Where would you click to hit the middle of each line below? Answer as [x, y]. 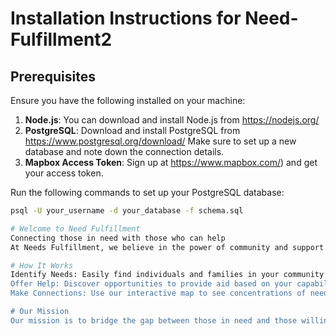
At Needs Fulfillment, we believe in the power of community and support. [169, 247]
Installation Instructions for [126, 18]
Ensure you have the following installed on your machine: [128, 100]
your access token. [64, 173]
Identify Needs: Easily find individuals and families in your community [167, 275]
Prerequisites [53, 76]
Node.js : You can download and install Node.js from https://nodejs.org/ [172, 120]
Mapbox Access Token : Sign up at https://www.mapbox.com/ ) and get [171, 162]
